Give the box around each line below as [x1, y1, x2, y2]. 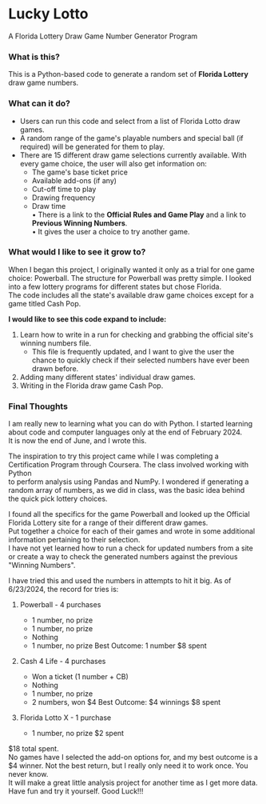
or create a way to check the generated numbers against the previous [8, 552, 238, 562]
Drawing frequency [31, 193, 96, 202]
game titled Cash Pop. [8, 298, 81, 308]
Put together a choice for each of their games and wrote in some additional [8, 526, 256, 536]
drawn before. [31, 363, 79, 373]
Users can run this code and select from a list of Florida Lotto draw [19, 116, 241, 126]
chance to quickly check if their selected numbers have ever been [31, 355, 250, 365]
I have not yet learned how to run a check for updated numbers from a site [8, 543, 253, 553]
